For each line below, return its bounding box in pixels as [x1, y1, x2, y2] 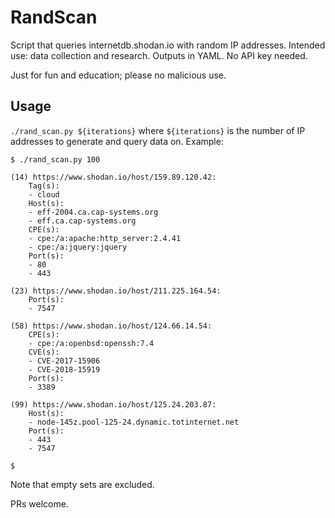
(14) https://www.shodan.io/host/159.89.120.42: [10, 172, 217, 182]
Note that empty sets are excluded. [10, 478, 155, 490]
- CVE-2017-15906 [28, 356, 101, 366]
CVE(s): [28, 347, 60, 357]
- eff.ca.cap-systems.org [28, 216, 137, 226]
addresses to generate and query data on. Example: [10, 135, 224, 147]
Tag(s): [28, 181, 60, 191]
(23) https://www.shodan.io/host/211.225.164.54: [10, 286, 222, 296]
